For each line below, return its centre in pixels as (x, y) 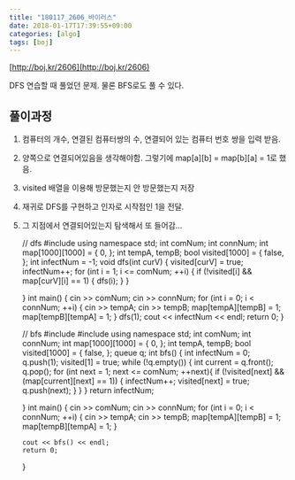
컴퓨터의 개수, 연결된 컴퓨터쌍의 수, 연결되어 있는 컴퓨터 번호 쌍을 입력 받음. (151, 139)
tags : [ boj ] (31, 42)
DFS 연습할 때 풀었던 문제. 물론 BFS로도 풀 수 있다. (97, 86)
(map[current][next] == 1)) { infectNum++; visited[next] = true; (136, 381)
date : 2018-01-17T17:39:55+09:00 (71, 26)
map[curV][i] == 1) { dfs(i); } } (76, 281)
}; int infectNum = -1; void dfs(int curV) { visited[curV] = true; (133, 262)
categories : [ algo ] (45, 34)
